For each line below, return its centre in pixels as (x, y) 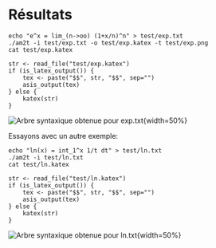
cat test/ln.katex (39, 164)
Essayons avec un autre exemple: (63, 136)
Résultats (41, 15)
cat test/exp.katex (41, 49)
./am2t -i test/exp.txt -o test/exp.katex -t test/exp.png (108, 43)
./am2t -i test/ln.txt (46, 157)
